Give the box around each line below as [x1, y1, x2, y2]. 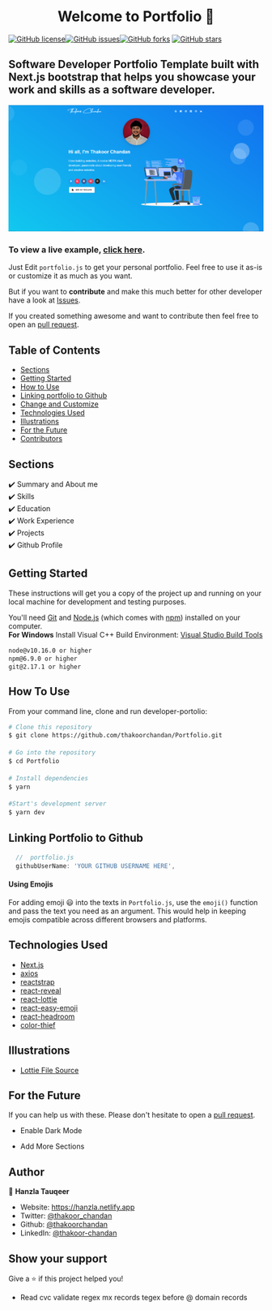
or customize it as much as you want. [8, 271, 133, 281]
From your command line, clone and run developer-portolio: [8, 706, 208, 716]
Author [8, 1165, 45, 1179]
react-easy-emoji [19, 1003, 79, 1012]
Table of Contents [8, 343, 101, 357]
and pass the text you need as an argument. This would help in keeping [8, 906, 247, 916]
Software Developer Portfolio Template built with [8, 58, 260, 71]
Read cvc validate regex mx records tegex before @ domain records [19, 1293, 248, 1303]
